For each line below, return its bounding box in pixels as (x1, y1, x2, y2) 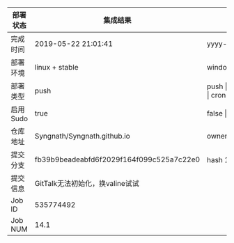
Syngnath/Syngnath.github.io (34, 132, 130, 141)
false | (206, 109, 228, 118)
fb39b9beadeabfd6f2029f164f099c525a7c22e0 (34, 155, 201, 164)
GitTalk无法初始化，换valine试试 (34, 179, 139, 188)
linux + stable (34, 63, 79, 72)
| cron (206, 91, 226, 100)
